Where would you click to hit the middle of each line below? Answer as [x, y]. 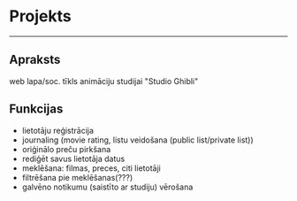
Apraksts [35, 60]
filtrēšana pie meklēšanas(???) [77, 177]
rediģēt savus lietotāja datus [73, 158]
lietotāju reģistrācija [58, 130]
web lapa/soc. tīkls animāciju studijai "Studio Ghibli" [104, 81]
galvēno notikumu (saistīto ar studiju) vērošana [107, 187]
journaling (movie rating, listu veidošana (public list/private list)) [137, 140]
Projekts [41, 16]
